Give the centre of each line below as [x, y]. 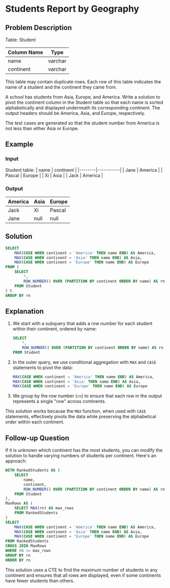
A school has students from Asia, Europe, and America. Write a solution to [83, 97]
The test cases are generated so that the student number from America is [82, 123]
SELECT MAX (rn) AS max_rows [44, 508]
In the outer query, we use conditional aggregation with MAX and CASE [84, 362]
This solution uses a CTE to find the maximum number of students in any [81, 570]
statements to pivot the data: [42, 367]
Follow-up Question [37, 438]
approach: [16, 461]
